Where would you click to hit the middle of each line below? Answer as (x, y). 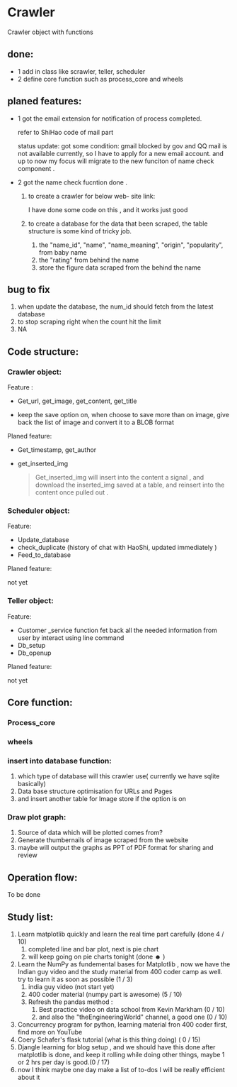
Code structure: (43, 352)
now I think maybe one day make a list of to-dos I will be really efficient (121, 1070)
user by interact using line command (71, 638)
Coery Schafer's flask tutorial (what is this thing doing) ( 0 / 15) (109, 1039)
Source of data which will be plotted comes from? (90, 833)
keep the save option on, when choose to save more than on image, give (123, 415)
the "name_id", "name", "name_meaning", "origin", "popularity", (131, 245)
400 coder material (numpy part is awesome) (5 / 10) (105, 995)
